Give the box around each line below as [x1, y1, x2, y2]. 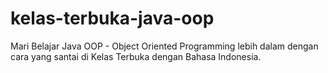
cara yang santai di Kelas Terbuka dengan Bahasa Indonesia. [10, 50, 262, 62]
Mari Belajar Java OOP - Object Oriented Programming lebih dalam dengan [10, 40, 319, 52]
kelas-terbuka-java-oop [10, 7, 215, 30]
